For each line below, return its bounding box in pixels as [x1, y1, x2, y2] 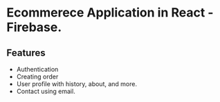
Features [6, 47, 46, 59]
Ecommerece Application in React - [6, 5, 214, 21]
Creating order [16, 72, 59, 81]
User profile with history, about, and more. [16, 80, 138, 88]
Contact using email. [16, 88, 75, 95]
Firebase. [6, 19, 62, 35]
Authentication [16, 65, 59, 73]
